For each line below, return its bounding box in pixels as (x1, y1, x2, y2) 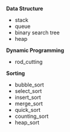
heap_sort (14, 119, 40, 126)
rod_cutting (14, 59, 43, 65)
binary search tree (14, 29, 60, 36)
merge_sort (14, 100, 43, 107)
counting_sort (14, 112, 49, 120)
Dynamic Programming (6, 47, 64, 54)
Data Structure (6, 5, 43, 12)
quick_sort (14, 107, 40, 113)
